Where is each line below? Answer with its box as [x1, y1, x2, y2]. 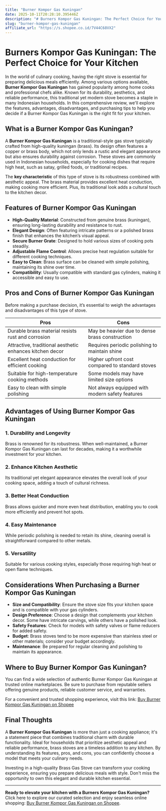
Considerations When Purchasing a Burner [5, 581, 140, 589]
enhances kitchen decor [7, 348, 64, 355]
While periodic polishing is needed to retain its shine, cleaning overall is [5, 532, 151, 538]
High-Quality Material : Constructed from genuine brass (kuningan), [12, 217, 151, 223]
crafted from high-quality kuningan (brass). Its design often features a [5, 143, 148, 149]
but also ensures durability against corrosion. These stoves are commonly [5, 154, 156, 160]
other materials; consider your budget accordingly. [12, 638, 116, 645]
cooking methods [7, 376, 48, 383]
